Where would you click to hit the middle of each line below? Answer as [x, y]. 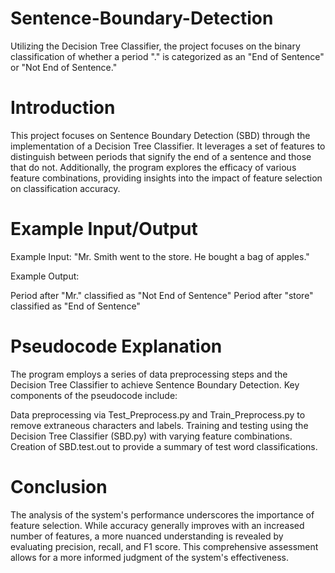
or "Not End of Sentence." [64, 67]
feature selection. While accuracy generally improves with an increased [157, 525]
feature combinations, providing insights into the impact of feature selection [166, 178]
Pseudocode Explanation [116, 346]
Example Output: [45, 276]
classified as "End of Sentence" [75, 306]
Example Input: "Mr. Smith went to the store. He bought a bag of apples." [160, 256]
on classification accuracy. [65, 188]
